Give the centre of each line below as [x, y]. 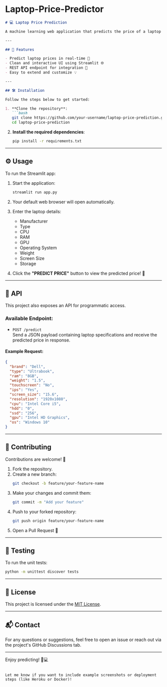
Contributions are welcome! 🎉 [36, 459]
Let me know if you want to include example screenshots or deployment [81, 675]
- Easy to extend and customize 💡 [41, 73]
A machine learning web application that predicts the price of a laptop [83, 31]
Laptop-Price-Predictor [54, 9]
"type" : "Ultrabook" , [32, 371]
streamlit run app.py [35, 192]
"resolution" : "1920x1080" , [39, 399]
